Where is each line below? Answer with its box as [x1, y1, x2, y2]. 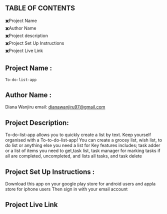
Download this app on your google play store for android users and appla [5, 181, 156, 187]
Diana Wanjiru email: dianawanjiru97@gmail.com [5, 104, 105, 110]
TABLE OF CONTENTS [5, 4, 75, 12]
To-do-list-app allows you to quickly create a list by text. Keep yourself [5, 132, 151, 138]
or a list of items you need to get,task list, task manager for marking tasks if [5, 147, 160, 154]
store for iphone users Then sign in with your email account [5, 186, 128, 192]
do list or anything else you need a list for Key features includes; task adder [5, 142, 160, 148]
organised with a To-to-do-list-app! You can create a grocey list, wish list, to [5, 137, 162, 143]
